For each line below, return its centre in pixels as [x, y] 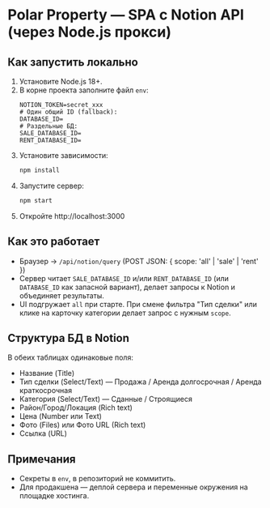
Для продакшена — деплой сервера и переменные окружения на [133, 487]
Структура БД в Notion [69, 338]
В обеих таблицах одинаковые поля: [71, 357]
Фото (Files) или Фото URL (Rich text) [82, 425]
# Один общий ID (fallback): [68, 112]
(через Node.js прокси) [89, 32]
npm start [36, 200]
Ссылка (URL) [43, 433]
